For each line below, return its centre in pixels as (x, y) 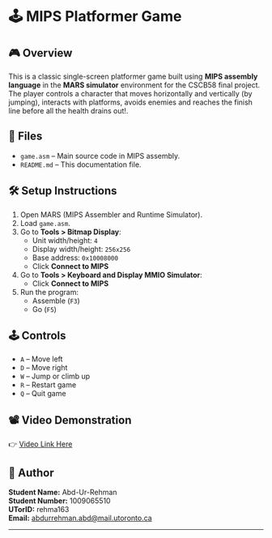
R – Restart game (48, 385)
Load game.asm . (45, 223)
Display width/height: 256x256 (81, 249)
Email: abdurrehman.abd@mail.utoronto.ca (80, 518)
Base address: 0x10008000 (75, 258)
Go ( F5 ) (44, 309)
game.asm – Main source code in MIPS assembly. (100, 156)
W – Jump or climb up (55, 376)
